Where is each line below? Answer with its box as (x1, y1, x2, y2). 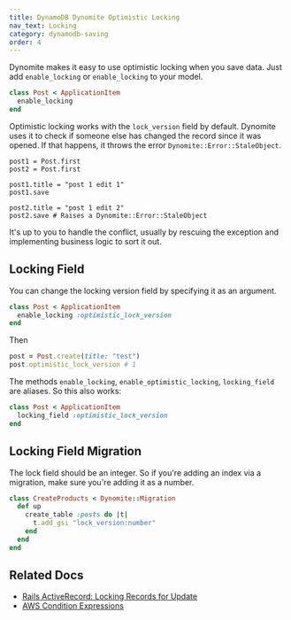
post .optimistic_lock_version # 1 (9, 360, 137, 369)
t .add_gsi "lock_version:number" (32, 519, 157, 528)
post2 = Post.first (9, 165, 81, 174)
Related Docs (9, 568, 84, 583)
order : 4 (9, 37, 42, 47)
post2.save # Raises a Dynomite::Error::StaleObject (9, 211, 208, 220)
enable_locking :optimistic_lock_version (17, 311, 172, 320)
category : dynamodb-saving (9, 29, 109, 38)
